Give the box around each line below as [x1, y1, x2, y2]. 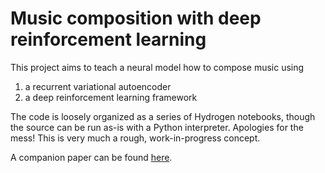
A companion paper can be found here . [10, 151, 173, 163]
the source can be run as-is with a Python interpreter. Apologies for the [10, 121, 304, 133]
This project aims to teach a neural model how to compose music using [10, 61, 305, 73]
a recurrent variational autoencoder [24, 80, 172, 92]
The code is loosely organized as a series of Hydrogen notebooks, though [10, 110, 316, 122]
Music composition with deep [10, 7, 262, 30]
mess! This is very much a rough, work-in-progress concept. [10, 132, 261, 144]
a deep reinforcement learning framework [24, 91, 198, 103]
